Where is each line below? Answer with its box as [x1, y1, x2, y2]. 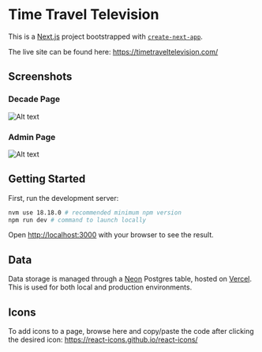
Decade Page [8, 93, 61, 104]
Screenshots [8, 70, 73, 84]
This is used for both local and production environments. [8, 282, 193, 292]
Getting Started [8, 172, 86, 186]
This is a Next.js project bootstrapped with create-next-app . [8, 32, 204, 41]
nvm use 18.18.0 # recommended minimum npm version [8, 208, 182, 217]
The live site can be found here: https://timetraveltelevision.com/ [8, 47, 219, 56]
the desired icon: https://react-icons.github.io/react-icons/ [8, 335, 199, 345]
